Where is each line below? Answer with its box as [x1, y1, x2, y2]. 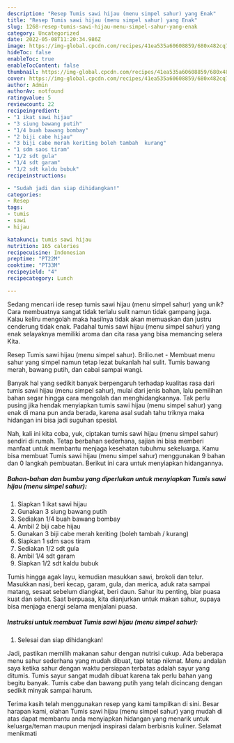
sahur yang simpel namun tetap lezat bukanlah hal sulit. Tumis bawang [7, 358, 210, 366]
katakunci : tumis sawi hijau [7, 236, 92, 243]
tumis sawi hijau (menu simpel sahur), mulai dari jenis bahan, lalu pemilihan [7, 386, 223, 394]
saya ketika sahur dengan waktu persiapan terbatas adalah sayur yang [7, 664, 210, 672]
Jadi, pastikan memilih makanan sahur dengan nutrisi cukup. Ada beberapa [7, 649, 224, 657]
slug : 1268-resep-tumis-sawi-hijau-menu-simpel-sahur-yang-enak [7, 23, 198, 30]
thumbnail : [7, 68, 39, 75]
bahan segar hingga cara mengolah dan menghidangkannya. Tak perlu [7, 393, 210, 402]
